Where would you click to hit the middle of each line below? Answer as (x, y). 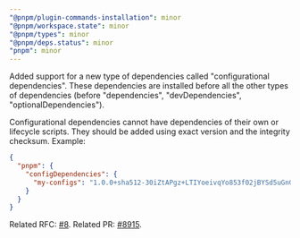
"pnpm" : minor (36, 51)
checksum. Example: (48, 141)
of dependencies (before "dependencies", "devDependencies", (125, 96)
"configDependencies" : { (71, 174)
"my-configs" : (59, 183)
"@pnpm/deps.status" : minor (62, 42)
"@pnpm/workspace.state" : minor (69, 26)
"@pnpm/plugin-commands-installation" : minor (95, 17)
